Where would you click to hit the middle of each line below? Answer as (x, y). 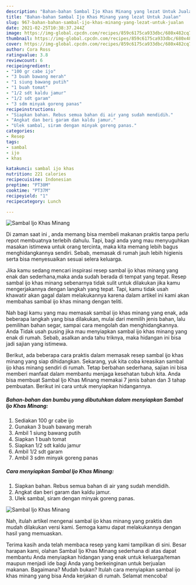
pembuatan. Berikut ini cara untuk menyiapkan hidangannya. (79, 386)
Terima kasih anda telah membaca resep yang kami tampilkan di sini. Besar (96, 545)
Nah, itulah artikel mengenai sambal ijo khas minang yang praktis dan (89, 521)
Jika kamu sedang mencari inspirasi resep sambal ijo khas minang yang (92, 271)
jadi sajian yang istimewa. (37, 344)
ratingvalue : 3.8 (27, 55)
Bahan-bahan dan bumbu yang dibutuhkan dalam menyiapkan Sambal (94, 399)
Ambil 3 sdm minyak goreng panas (56, 458)
